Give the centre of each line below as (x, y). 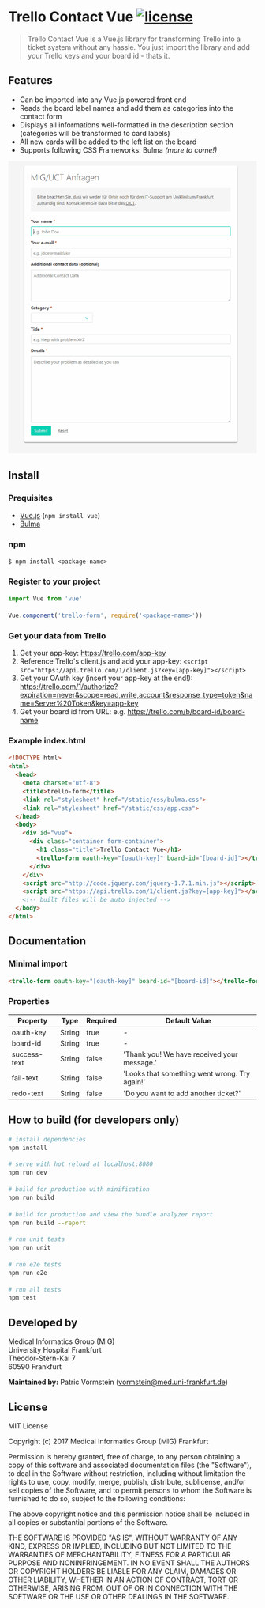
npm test (22, 1298)
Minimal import (38, 963)
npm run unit (30, 1248)
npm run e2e (28, 1273)
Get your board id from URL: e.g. (73, 712)
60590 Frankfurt (35, 1367)
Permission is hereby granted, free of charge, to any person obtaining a (124, 1456)
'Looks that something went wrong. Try (187, 1074)
